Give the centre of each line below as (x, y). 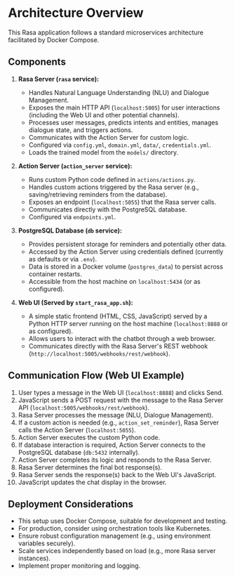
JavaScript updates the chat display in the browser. (92, 482)
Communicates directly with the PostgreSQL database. (108, 209)
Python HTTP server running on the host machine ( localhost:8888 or (128, 323)
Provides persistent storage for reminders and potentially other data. (128, 244)
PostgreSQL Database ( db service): (70, 231)
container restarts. (55, 274)
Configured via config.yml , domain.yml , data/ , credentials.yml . (120, 145)
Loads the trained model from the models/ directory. (103, 152)
